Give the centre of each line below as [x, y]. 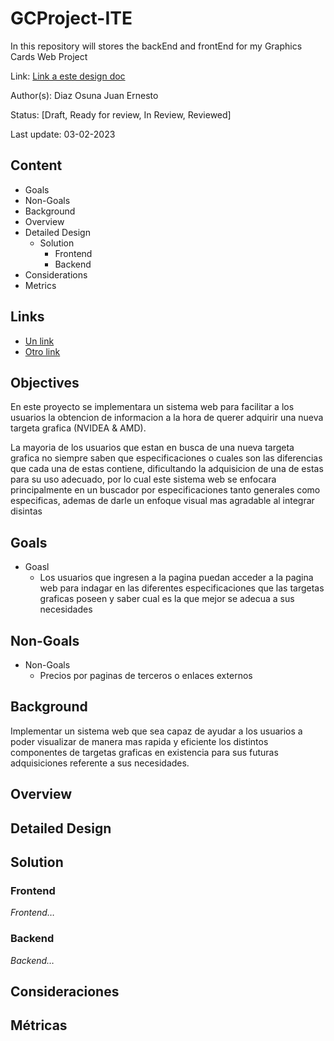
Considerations [56, 274]
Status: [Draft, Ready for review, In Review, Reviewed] [121, 114]
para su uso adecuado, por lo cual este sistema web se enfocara [143, 479]
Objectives [45, 382]
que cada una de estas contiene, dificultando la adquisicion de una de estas [167, 469]
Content [36, 165]
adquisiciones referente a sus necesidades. [100, 763]
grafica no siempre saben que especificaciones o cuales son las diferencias [166, 458]
